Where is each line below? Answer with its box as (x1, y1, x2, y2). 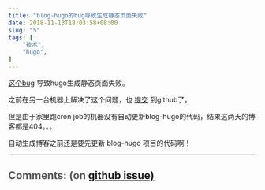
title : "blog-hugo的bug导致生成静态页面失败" (8, 11, 147, 20)
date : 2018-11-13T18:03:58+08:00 (8, 19, 118, 27)
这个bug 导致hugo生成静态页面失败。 (8, 78, 129, 88)
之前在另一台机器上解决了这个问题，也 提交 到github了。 (8, 95, 192, 104)
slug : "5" (8, 26, 41, 34)
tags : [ (8, 33, 34, 42)
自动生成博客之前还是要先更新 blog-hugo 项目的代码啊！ (8, 138, 192, 147)
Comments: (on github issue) (8, 169, 155, 182)
